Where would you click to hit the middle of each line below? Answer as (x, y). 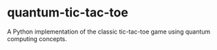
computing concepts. (37, 38)
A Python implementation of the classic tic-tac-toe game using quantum (109, 32)
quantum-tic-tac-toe (68, 13)
